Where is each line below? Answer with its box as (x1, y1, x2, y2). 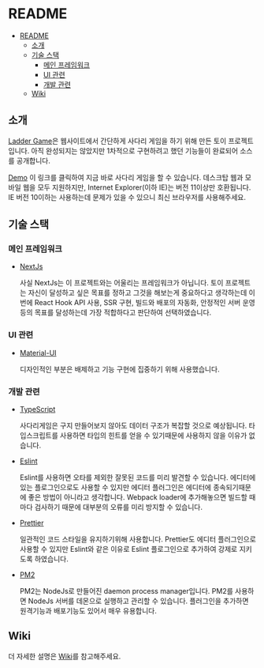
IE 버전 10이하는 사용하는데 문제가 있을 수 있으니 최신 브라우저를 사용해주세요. (8, 192, 247, 202)
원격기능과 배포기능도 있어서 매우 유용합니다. (19, 606, 158, 616)
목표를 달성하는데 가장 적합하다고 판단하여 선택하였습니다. (34, 308, 212, 317)
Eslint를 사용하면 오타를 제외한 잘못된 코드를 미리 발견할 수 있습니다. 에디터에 (19, 473, 256, 482)
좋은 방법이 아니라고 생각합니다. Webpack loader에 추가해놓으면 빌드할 (28, 493, 248, 502)
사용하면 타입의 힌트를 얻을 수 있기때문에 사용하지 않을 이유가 (60, 431, 247, 440)
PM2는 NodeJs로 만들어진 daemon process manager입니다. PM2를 (19, 587, 234, 596)
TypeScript (19, 405, 56, 414)
